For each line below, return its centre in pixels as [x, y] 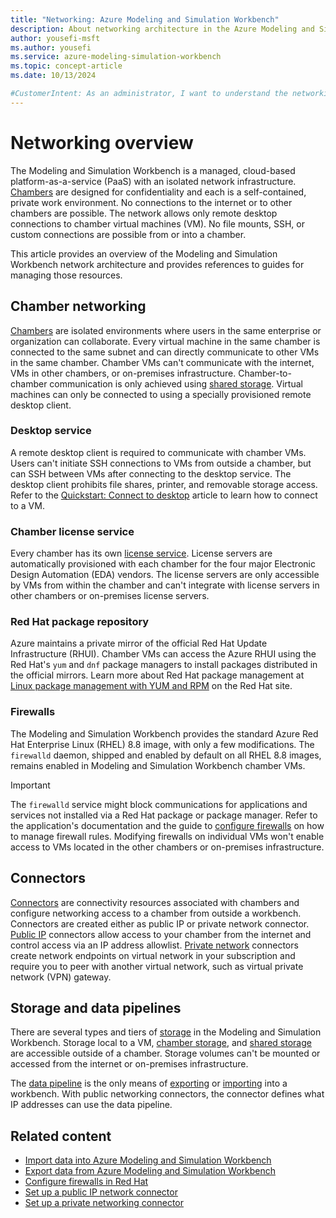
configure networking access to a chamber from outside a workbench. [156, 913]
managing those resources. [66, 275]
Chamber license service [72, 531]
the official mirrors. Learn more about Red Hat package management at [157, 675]
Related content [61, 1136]
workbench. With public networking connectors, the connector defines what [167, 1094]
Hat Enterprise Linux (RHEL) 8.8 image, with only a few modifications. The [162, 744]
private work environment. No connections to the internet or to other [151, 202]
